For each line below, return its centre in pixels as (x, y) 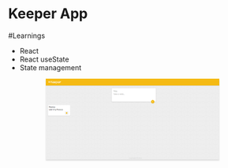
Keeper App (48, 14)
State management (50, 67)
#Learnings (27, 35)
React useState (44, 59)
